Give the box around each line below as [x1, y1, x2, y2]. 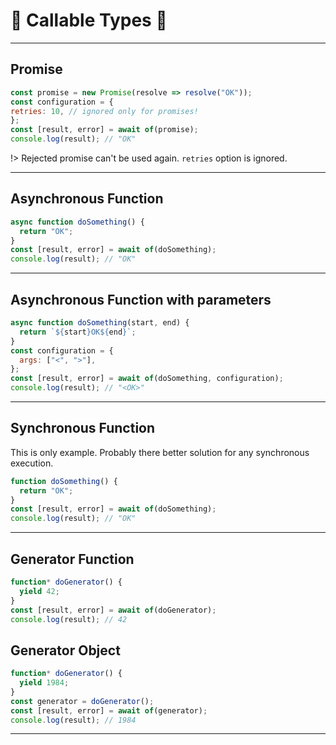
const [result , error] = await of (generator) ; [10, 705, 208, 716]
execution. [10, 457, 54, 469]
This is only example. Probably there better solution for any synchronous [10, 446, 310, 458]
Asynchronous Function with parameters [10, 291, 272, 308]
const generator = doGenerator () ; [10, 696, 155, 706]
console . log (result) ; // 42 [10, 614, 128, 624]
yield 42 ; [19, 586, 60, 596]
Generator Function [10, 550, 135, 568]
